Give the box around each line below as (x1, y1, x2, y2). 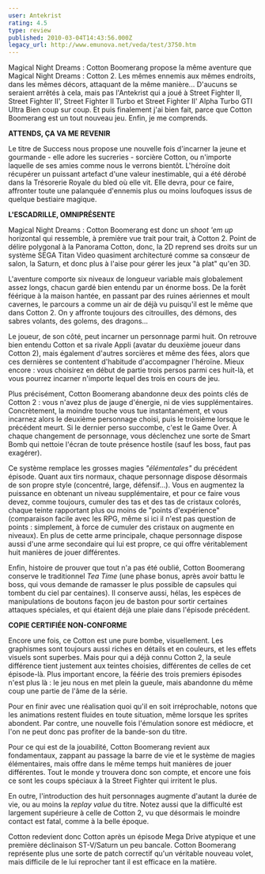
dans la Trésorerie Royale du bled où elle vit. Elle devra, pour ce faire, (8, 177, 235, 187)
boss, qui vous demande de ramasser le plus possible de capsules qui (8, 580, 237, 590)
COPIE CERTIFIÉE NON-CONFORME (8, 620, 128, 630)
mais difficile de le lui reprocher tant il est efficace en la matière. (8, 857, 218, 867)
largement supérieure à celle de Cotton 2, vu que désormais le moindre (8, 808, 240, 818)
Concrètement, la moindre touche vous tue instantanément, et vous (8, 406, 228, 416)
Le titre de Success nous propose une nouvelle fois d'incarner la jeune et (8, 144, 247, 154)
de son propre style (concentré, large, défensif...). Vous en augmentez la (8, 480, 245, 490)
